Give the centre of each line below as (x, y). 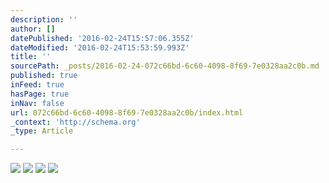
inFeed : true (37, 85)
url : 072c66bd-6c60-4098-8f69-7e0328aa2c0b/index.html (127, 112)
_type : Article (42, 131)
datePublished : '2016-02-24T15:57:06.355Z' (102, 38)
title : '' (31, 57)
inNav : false (37, 103)
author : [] (33, 29)
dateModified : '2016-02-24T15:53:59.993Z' (100, 47)
